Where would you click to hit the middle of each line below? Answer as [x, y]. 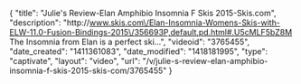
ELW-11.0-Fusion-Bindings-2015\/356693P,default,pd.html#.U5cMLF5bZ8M [151, 32]
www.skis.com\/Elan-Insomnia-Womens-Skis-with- [184, 23]
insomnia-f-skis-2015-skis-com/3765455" [88, 70]
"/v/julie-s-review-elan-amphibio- [205, 61]
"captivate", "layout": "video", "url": [75, 61]
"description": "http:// [50, 23]
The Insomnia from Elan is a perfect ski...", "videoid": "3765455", [130, 42]
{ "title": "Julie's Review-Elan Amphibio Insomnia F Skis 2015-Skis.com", [143, 13]
